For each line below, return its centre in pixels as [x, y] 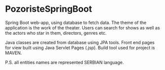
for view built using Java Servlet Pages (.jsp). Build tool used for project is [80, 47]
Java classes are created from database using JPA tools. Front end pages [80, 42]
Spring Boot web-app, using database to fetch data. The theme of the [76, 23]
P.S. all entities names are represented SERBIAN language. [65, 62]
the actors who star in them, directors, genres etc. [56, 33]
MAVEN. [14, 53]
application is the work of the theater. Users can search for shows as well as [82, 27]
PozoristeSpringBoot [49, 9]
